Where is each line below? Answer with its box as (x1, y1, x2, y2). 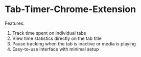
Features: (5, 20, 25, 26)
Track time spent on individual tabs (12, 30, 86, 36)
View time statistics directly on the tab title (12, 35, 102, 41)
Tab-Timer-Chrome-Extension (5, 4, 136, 15)
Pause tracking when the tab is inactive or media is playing (12, 40, 136, 46)
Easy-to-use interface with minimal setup (12, 46, 99, 52)
